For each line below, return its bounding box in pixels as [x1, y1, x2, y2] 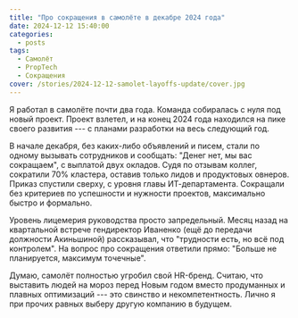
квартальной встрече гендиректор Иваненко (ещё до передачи [9, 224, 252, 235]
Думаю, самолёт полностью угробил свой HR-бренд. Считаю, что [9, 270, 263, 280]
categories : [9, 29, 54, 38]
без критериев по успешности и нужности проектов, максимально [9, 188, 266, 198]
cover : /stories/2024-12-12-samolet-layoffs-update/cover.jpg [9, 79, 245, 88]
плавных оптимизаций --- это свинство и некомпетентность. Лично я [9, 289, 277, 299]
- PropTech [17, 63, 58, 72]
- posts [17, 38, 46, 47]
